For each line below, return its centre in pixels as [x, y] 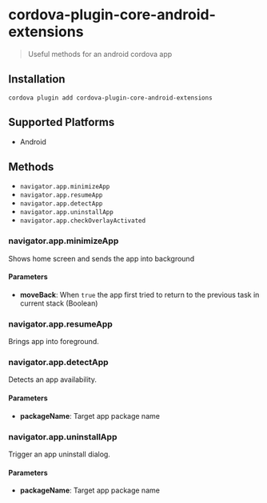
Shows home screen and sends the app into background [101, 258]
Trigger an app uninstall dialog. [59, 454]
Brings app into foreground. [54, 342]
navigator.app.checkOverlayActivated [83, 221]
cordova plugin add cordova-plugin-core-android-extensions [111, 98]
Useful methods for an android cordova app [100, 54]
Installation [37, 79]
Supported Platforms [62, 122]
